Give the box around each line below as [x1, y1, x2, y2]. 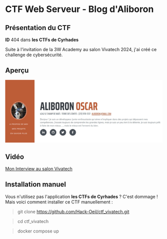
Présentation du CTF [5, 24, 71, 32]
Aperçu [5, 66, 29, 75]
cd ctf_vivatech [17, 218, 49, 224]
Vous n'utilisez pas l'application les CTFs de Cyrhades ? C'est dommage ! [5, 193, 158, 199]
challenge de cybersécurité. [5, 52, 63, 58]
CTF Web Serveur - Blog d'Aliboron [5, 4, 154, 15]
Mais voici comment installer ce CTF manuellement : [5, 199, 113, 205]
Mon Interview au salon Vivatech [5, 165, 72, 171]
